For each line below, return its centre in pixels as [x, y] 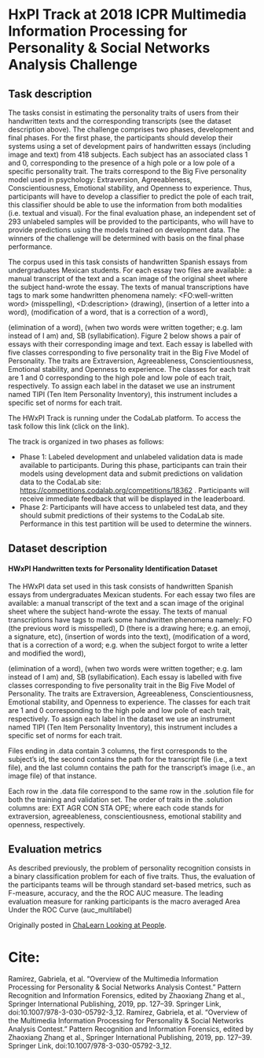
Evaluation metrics [55, 849]
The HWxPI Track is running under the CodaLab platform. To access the [125, 418]
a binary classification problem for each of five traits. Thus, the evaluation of [132, 877]
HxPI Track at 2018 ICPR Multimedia [127, 15]
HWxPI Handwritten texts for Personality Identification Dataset [113, 568]
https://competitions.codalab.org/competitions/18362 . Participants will [134, 490]
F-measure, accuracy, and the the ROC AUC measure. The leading [116, 893]
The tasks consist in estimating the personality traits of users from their [124, 113]
